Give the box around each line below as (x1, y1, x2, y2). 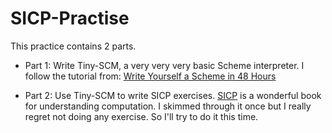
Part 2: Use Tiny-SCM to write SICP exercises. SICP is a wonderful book (24, 89, 322, 101)
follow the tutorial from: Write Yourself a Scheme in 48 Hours (24, 70, 277, 82)
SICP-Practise (10, 7, 130, 30)
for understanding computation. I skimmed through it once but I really (24, 100, 312, 112)
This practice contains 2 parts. (10, 40, 137, 52)
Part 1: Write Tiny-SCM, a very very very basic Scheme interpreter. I (24, 59, 305, 71)
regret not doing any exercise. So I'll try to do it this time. (24, 110, 259, 122)
